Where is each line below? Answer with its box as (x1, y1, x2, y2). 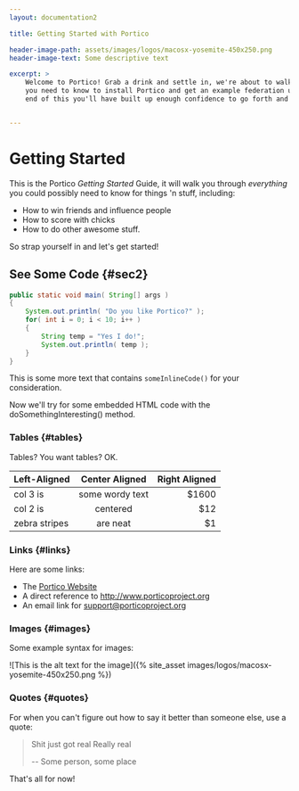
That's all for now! (9, 773, 76, 784)
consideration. (9, 383, 62, 393)
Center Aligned (80, 473, 147, 485)
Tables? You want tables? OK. (9, 451, 118, 462)
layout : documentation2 (9, 12, 98, 22)
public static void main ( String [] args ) (9, 291, 169, 300)
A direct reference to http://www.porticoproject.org (21, 590, 211, 601)
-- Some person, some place (30, 755, 137, 767)
